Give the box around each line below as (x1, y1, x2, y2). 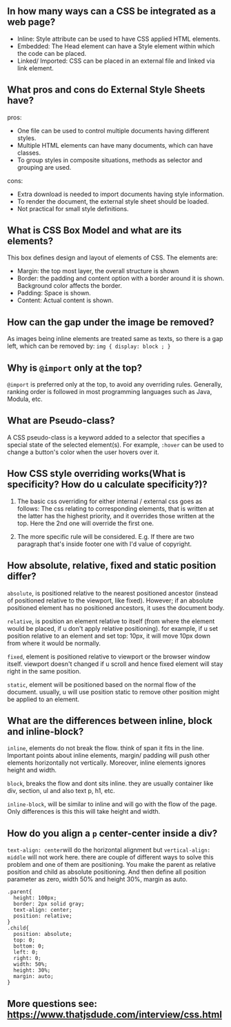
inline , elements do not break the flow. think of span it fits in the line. (7, 744, 205, 752)
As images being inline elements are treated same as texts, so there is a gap (7, 335, 223, 343)
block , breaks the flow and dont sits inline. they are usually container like (7, 779, 214, 788)
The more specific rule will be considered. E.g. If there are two (17, 532, 194, 540)
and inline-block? (7, 725, 84, 737)
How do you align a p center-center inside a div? (7, 828, 218, 839)
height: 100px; (13, 894, 57, 901)
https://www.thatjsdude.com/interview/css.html (7, 1008, 223, 1020)
